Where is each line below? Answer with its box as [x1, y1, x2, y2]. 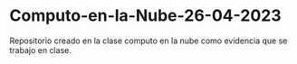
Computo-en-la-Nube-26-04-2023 [9, 5, 282, 26]
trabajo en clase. [9, 44, 72, 55]
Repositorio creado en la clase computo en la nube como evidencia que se [9, 35, 288, 46]
